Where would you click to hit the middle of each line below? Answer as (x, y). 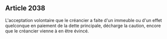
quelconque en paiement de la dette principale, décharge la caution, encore (83, 25)
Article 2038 (25, 8)
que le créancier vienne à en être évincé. (47, 31)
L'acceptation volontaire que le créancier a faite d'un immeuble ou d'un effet (83, 20)
